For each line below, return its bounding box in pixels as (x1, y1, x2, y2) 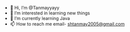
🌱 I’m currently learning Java (10, 15, 70, 21)
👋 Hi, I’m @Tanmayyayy (10, 5, 60, 10)
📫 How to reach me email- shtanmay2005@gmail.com (10, 21, 125, 27)
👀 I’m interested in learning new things (10, 10, 90, 16)
